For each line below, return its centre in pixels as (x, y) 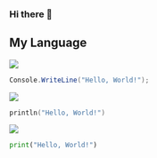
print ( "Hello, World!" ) (54, 146)
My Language (48, 43)
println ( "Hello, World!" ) (57, 113)
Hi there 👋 (31, 14)
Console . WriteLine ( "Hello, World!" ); (79, 80)
